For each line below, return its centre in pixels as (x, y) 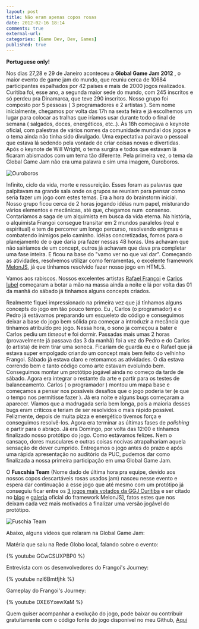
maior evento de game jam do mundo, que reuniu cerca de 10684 (86, 79)
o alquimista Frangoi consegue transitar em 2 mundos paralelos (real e (93, 222)
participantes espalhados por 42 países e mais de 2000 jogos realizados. (96, 86)
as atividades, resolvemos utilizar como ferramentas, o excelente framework (100, 260)
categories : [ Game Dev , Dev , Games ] (51, 39)
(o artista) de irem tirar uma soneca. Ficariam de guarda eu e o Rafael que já (99, 347)
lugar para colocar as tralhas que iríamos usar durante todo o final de (91, 117)
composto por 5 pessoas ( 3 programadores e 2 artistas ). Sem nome (91, 105)
